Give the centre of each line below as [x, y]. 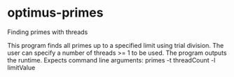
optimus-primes [55, 13]
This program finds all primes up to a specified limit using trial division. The [116, 45]
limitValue [21, 67]
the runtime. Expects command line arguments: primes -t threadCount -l [111, 60]
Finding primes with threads [48, 32]
